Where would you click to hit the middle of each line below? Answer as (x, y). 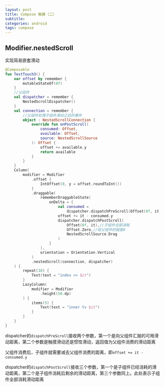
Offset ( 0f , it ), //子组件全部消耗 (98, 225)
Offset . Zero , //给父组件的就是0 (96, 230)
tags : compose (20, 28)
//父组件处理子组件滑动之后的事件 (52, 115)
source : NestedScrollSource (69, 138)
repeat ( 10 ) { (36, 271)
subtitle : (15, 19)
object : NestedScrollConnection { (59, 120)
